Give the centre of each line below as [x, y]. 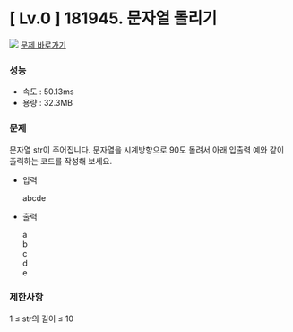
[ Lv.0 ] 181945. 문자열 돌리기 [113, 18]
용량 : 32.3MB [47, 103]
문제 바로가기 [43, 45]
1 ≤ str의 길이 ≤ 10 [42, 319]
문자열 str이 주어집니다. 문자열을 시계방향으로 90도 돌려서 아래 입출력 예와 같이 [147, 150]
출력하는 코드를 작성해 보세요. [61, 161]
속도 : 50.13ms [48, 92]
